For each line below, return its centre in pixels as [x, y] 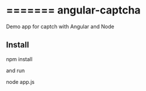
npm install [19, 59]
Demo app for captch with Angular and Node [60, 26]
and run [16, 70]
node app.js [21, 82]
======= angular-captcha [73, 10]
